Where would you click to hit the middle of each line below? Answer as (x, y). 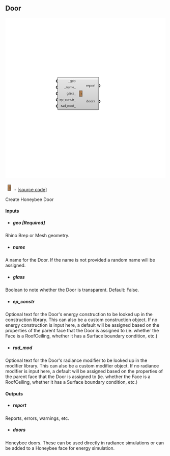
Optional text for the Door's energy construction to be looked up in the (79, 315)
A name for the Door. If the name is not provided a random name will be (80, 260)
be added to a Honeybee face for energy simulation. (60, 448)
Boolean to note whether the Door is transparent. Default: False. (72, 290)
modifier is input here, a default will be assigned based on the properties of (84, 372)
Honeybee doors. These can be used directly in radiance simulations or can (85, 443)
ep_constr (23, 301)
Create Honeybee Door (30, 199)
